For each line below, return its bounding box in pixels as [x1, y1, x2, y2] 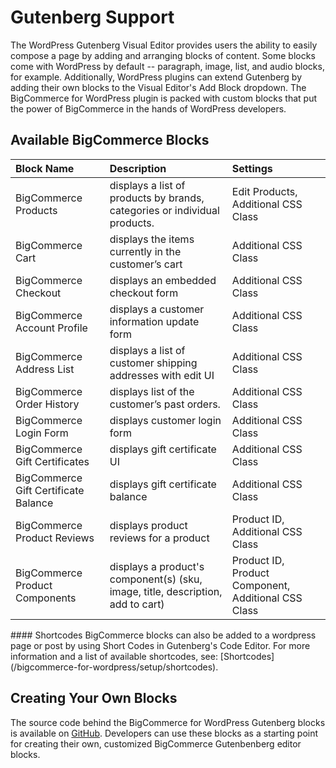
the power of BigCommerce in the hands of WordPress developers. [10, 102, 287, 115]
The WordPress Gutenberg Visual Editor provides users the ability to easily [10, 39, 318, 51]
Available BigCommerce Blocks [10, 132, 210, 149]
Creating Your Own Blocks [10, 690, 178, 707]
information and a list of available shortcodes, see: [10, 650, 218, 662]
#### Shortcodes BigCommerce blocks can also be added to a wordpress [10, 629, 317, 641]
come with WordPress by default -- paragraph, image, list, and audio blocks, [10, 60, 325, 72]
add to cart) [109, 597, 165, 611]
